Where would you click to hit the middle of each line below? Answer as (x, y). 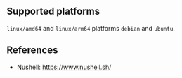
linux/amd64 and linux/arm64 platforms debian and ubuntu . (91, 28)
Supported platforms (53, 11)
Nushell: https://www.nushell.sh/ (64, 67)
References (32, 50)
